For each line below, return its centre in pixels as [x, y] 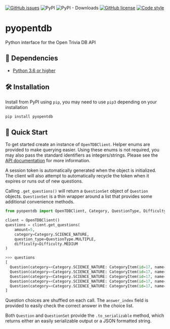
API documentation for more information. [48, 161]
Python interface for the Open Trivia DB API [51, 42]
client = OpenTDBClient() [32, 221]
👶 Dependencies [32, 58]
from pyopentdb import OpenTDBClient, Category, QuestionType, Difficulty [86, 211]
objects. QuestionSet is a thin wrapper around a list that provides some [79, 196]
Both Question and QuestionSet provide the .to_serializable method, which [85, 316]
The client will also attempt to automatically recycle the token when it [77, 176]
